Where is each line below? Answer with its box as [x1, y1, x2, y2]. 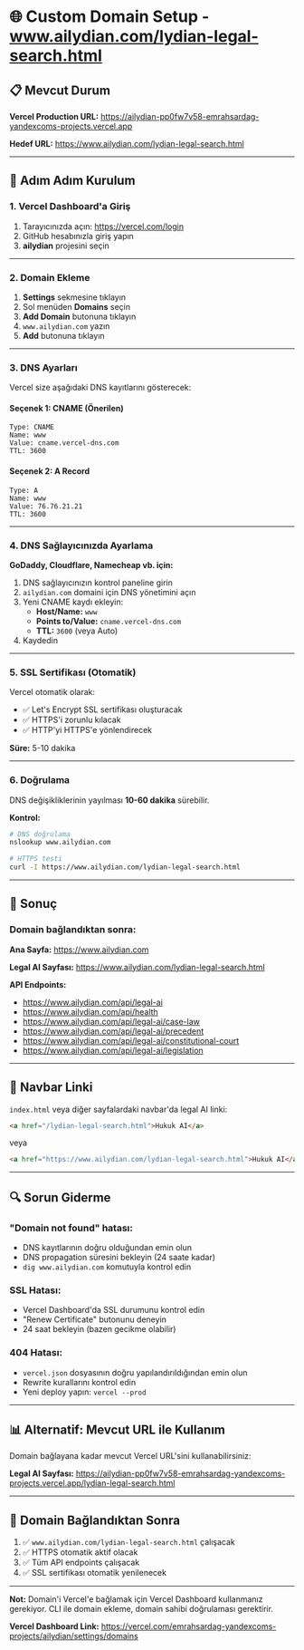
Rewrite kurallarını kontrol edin [22, 1376, 137, 1387]
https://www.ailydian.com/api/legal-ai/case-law [22, 1016, 201, 1027]
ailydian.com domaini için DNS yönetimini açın [22, 586, 196, 597]
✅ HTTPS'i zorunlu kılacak [22, 714, 121, 726]
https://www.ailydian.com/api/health [22, 1006, 158, 1017]
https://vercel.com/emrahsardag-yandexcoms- [100, 1621, 277, 1632]
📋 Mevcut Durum [9, 82, 111, 98]
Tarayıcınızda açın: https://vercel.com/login [22, 220, 184, 232]
